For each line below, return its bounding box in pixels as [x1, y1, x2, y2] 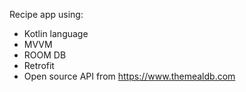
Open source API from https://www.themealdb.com [23, 70, 236, 82]
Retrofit [23, 60, 55, 71]
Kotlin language [23, 28, 89, 39]
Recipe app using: [9, 9, 84, 20]
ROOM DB [23, 49, 67, 61]
